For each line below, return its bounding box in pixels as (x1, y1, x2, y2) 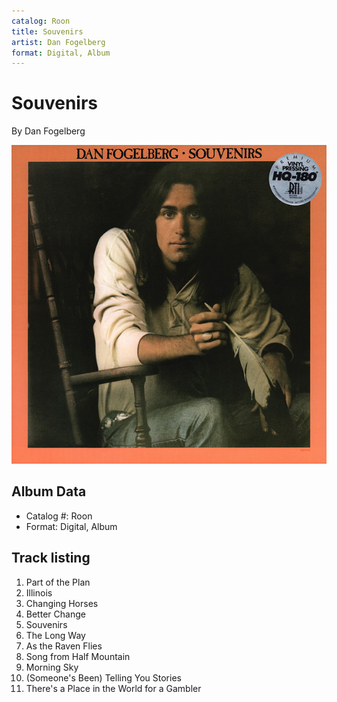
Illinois (25, 586, 53, 599)
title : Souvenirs (11, 26, 84, 37)
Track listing (11, 550, 91, 567)
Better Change (25, 608, 86, 620)
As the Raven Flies (25, 640, 103, 652)
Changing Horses (25, 597, 99, 609)
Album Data (11, 483, 87, 500)
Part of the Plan (25, 576, 91, 588)
